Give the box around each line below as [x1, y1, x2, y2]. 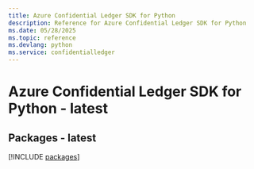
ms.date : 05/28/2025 [8, 26, 77, 34]
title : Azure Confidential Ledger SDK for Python [8, 11, 176, 20]
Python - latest [8, 100, 109, 117]
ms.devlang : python [8, 41, 73, 49]
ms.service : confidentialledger [8, 48, 115, 56]
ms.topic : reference [8, 33, 77, 42]
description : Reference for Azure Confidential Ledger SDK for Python [8, 19, 247, 27]
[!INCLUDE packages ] [8, 152, 80, 161]
